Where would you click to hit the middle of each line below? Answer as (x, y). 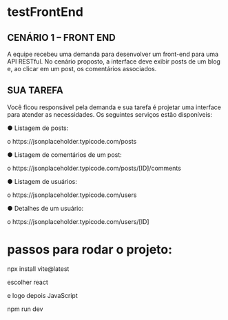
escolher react (28, 282)
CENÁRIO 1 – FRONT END (61, 38)
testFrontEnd (45, 12)
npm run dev (25, 309)
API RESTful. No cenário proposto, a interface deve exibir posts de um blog (114, 62)
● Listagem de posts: (38, 128)
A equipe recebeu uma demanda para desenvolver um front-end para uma (113, 54)
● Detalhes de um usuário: (45, 208)
